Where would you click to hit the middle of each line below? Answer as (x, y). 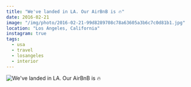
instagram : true (26, 34)
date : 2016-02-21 (28, 17)
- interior (25, 61)
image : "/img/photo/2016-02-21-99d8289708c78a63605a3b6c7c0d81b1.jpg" (96, 22)
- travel (22, 50)
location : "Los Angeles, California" (53, 28)
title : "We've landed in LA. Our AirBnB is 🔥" (65, 12)
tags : (13, 39)
